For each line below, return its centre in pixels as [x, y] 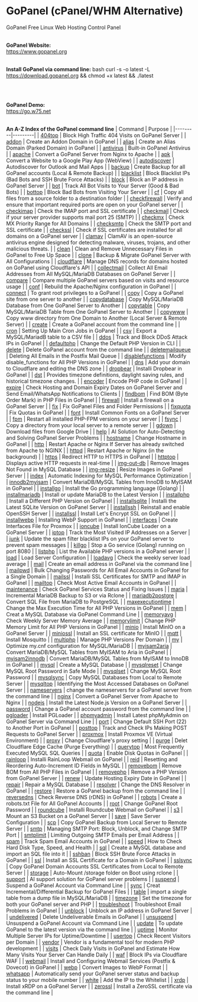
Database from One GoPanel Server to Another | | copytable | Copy [88, 305]
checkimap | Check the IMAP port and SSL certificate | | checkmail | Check [98, 211]
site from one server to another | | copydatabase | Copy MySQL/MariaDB [95, 299]
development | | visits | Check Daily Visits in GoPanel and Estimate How [93, 948]
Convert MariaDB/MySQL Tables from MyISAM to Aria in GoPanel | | [89, 652]
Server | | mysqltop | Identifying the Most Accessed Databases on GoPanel [98, 683]
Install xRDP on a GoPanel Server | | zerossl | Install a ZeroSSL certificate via [99, 986]
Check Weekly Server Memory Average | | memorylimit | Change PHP [91, 621]
